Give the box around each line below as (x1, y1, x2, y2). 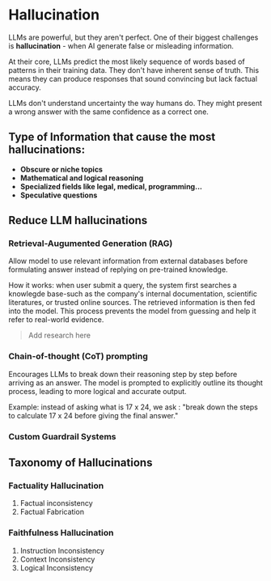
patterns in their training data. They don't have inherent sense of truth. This (8, 65, 260, 74)
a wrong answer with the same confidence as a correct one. (8, 107, 209, 117)
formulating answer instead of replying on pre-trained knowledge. (8, 265, 228, 274)
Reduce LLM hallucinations (8, 214, 148, 227)
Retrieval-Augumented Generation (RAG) (8, 238, 173, 249)
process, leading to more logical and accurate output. (8, 386, 188, 396)
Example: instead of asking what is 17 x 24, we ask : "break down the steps (8, 402, 259, 412)
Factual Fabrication (19, 507, 85, 517)
